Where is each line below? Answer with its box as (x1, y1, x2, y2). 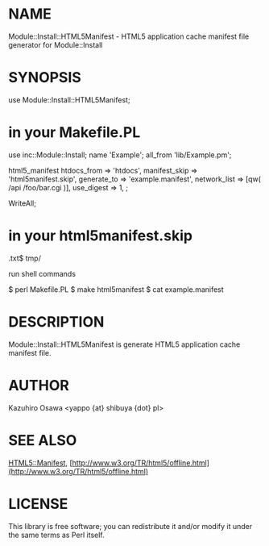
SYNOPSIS (8, 69, 82, 87)
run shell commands (8, 269, 77, 278)
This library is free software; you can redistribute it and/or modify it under (8, 521, 253, 531)
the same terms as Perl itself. (8, 530, 105, 540)
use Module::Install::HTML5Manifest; (8, 94, 130, 105)
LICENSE (8, 494, 68, 513)
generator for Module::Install (8, 40, 103, 49)
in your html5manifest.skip (8, 227, 193, 244)
